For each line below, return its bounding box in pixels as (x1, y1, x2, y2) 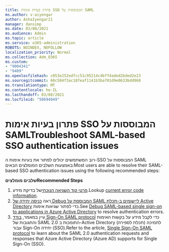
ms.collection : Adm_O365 (5, 54, 58, 60)
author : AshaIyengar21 (5, 17, 53, 22)
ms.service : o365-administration (5, 40, 76, 46)
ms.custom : (5, 59, 28, 64)
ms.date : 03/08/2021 (5, 26, 49, 31)
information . (12, 193, 38, 199)
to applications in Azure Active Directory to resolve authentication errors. (12, 208, 164, 215)
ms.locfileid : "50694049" (5, 97, 60, 102)
